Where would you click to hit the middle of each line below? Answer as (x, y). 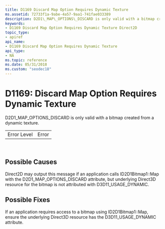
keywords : (15, 23)
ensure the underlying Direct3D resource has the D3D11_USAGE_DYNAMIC (81, 217)
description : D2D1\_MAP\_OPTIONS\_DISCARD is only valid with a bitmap (80, 19)
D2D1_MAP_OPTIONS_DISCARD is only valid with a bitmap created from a (80, 117)
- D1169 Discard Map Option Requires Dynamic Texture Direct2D (71, 28)
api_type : (15, 51)
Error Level (20, 134)
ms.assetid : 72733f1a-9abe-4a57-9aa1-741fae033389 (58, 14)
